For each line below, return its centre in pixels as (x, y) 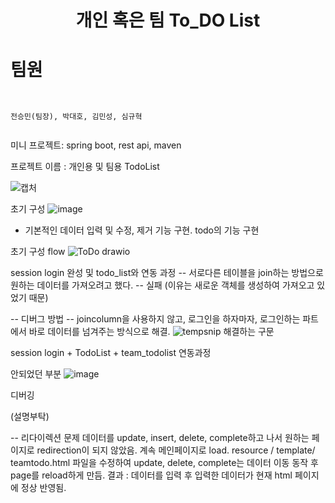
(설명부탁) (30, 417)
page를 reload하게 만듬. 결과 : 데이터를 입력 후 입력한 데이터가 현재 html (151, 475)
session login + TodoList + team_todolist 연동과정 (111, 353)
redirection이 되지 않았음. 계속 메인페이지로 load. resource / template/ (176, 450)
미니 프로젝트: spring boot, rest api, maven (96, 145)
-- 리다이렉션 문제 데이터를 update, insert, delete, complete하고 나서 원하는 (160, 438)
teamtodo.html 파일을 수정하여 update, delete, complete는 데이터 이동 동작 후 (164, 463)
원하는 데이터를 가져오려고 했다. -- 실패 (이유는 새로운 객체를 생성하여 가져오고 (162, 285)
